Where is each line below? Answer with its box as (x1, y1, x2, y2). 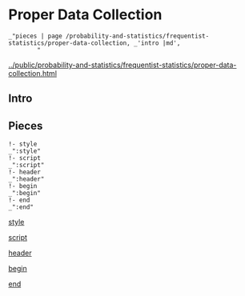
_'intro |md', (133, 38, 181, 47)
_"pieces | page (8, 32, 62, 40)
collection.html (8, 68, 58, 78)
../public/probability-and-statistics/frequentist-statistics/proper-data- (8, 60, 237, 70)
